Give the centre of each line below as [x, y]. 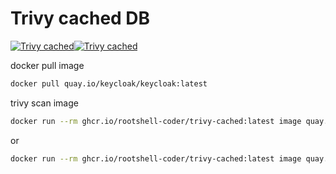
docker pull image [47, 65]
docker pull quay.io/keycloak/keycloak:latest [109, 83]
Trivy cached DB [80, 18]
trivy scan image [44, 103]
